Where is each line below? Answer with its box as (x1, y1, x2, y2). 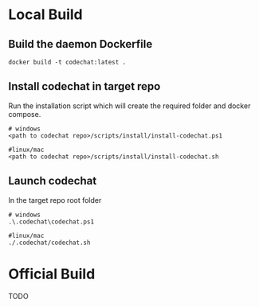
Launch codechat (8, 174, 97, 188)
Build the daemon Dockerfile (8, 37, 153, 51)
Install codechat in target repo (8, 80, 161, 93)
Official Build (8, 265, 96, 283)
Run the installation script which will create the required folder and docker (8, 101, 251, 111)
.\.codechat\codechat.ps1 (8, 217, 94, 226)
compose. (8, 109, 41, 119)
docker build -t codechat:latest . (8, 58, 127, 66)
